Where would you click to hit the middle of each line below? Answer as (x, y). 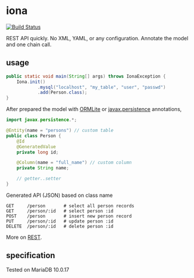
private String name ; (43, 168)
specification (31, 256)
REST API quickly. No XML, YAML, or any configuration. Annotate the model (97, 38)
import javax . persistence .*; (41, 120)
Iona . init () (31, 82)
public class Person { (34, 135)
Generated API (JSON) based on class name (59, 195)
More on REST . (24, 237)
